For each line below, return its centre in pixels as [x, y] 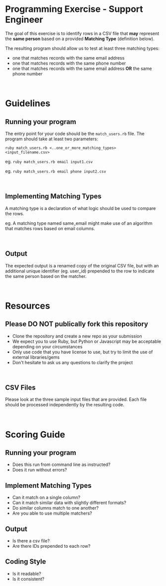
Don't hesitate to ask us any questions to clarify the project [72, 362]
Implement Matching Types [48, 486]
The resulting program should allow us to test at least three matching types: [82, 48]
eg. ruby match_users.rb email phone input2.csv [56, 171]
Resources [28, 306]
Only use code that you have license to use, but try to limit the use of [83, 352]
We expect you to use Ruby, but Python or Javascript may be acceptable [86, 341]
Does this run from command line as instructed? [61, 464]
